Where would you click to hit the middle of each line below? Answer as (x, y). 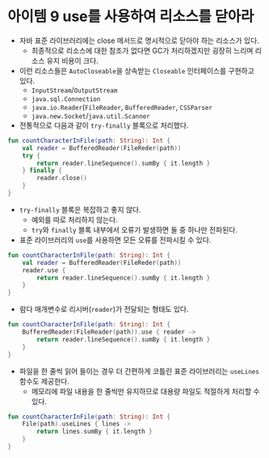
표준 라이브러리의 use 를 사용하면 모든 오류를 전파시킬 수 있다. (115, 240)
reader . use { (44, 270)
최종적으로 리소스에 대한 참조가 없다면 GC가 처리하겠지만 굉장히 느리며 (142, 50)
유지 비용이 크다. (72, 61)
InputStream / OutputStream (74, 90)
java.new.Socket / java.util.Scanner (90, 116)
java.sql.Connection (66, 99)
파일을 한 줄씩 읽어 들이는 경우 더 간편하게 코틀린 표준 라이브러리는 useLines (139, 371)
